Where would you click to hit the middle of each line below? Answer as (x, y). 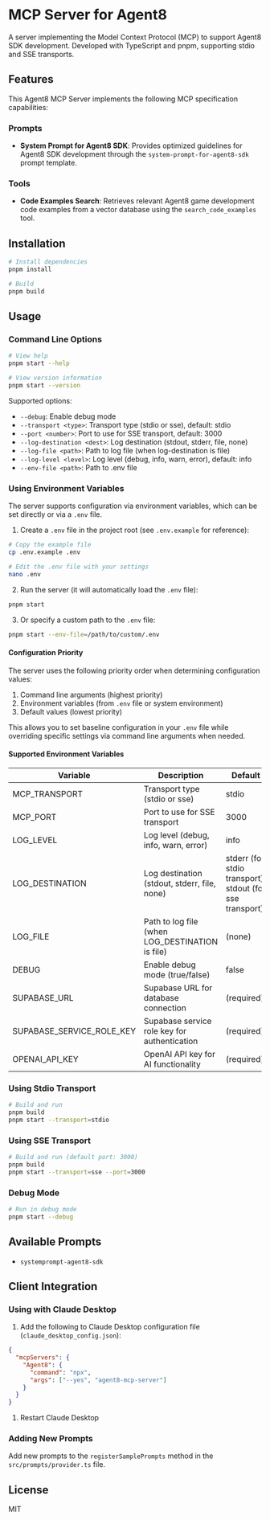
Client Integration (53, 1286)
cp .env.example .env (45, 552)
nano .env (25, 574)
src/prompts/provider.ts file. (57, 1465)
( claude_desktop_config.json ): (71, 1335)
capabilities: (28, 107)
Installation (37, 243)
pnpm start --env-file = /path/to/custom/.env (84, 634)
